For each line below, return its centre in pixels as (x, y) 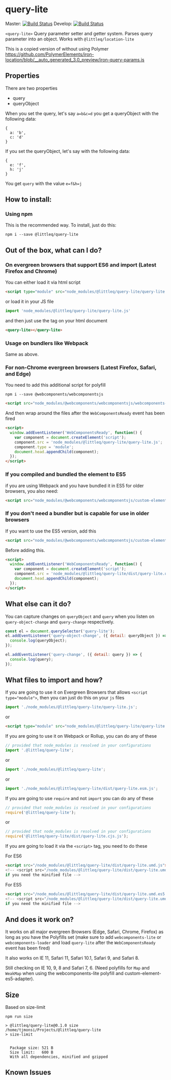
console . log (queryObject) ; (38, 641)
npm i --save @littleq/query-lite (42, 235)
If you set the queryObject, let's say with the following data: (68, 151)
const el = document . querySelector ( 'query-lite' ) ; (60, 631)
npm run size (19, 1017)
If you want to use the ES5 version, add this (51, 531)
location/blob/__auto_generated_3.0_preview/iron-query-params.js (75, 59)
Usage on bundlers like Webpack (47, 343)
